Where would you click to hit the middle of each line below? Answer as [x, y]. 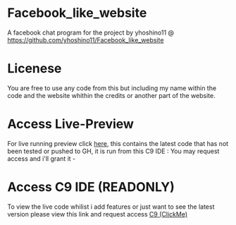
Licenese [35, 69]
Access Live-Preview [70, 124]
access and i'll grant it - [42, 158]
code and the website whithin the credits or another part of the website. [112, 95]
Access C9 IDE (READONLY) [91, 187]
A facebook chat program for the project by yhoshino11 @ [91, 32]
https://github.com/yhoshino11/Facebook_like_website [86, 39]
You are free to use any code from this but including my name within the [112, 88]
